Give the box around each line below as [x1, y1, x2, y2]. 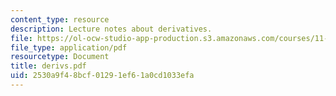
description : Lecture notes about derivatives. [10, 24, 213, 34]
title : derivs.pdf [10, 61, 87, 71]
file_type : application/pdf [10, 42, 128, 53]
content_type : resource [10, 14, 110, 25]
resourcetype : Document [10, 52, 110, 62]
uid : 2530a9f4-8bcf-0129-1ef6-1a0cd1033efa [10, 71, 195, 81]
